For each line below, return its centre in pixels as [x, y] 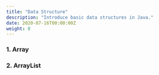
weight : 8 [19, 28]
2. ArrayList [24, 65]
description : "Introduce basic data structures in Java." [80, 17]
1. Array [18, 50]
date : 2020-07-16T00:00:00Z [41, 23]
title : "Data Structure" [37, 12]
